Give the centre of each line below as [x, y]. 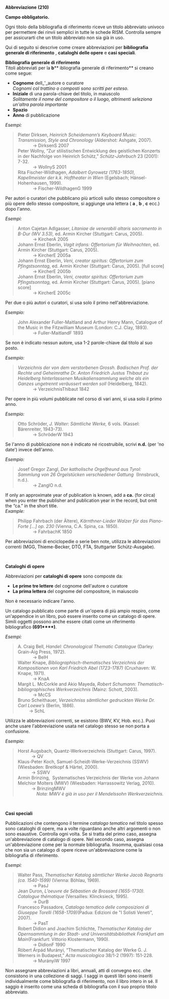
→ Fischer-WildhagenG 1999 [62, 188]
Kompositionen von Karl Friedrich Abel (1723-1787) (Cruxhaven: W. [87, 668]
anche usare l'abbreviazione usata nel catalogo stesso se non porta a [77, 726]
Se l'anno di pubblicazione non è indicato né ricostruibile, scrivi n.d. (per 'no [85, 444]
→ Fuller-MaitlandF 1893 [58, 333]
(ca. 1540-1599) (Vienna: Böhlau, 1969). [59, 880]
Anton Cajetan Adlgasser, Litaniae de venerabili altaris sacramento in [90, 228]
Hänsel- [139, 178]
